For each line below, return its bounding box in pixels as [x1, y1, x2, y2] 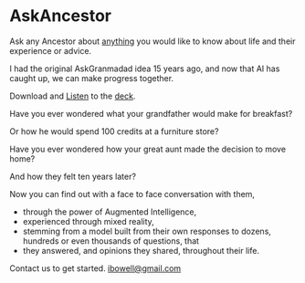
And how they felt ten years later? [9, 171, 137, 182]
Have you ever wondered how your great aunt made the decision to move [9, 143, 286, 154]
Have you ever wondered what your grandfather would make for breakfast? [9, 108, 293, 119]
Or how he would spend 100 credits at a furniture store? [9, 125, 219, 137]
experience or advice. [9, 45, 92, 56]
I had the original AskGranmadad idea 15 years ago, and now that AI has [9, 63, 280, 74]
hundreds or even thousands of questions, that [22, 235, 199, 246]
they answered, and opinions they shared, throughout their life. [22, 245, 260, 256]
